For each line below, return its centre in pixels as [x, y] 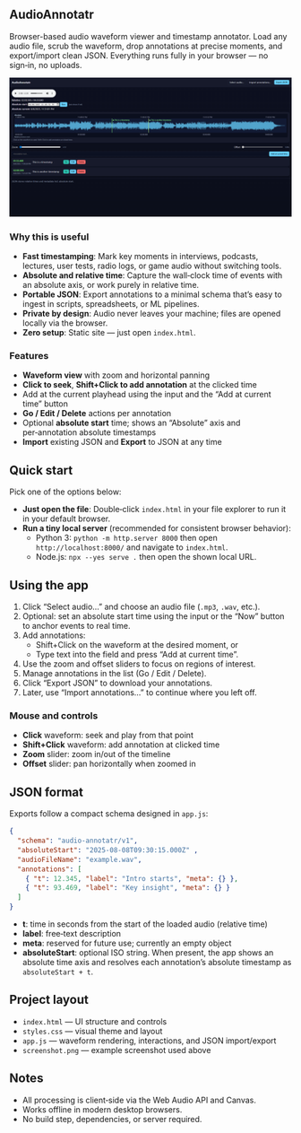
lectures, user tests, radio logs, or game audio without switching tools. [152, 266]
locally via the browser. [65, 323]
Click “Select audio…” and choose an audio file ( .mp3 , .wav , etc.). [141, 607]
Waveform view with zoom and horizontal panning [116, 375]
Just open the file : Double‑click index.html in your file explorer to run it [154, 510]
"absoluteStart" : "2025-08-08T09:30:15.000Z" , [108, 850]
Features [29, 356]
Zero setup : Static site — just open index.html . [109, 333]
